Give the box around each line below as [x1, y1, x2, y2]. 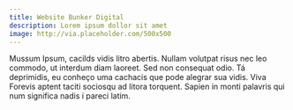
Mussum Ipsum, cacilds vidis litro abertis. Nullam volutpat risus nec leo [9, 54, 267, 64]
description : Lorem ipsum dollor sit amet [9, 21, 168, 30]
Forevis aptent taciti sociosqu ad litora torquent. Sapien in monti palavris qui [9, 81, 285, 92]
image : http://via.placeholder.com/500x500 [9, 29, 172, 38]
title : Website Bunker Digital [9, 12, 124, 22]
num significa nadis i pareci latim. [9, 91, 131, 101]
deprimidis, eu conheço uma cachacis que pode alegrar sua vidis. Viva [9, 72, 267, 83]
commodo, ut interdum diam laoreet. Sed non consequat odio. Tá [9, 62, 245, 73]
